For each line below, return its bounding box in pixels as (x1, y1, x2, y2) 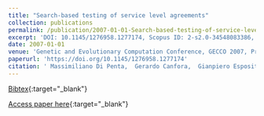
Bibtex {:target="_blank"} (8, 84, 88, 93)
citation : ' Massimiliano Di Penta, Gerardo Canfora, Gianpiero (8, 63, 230, 71)
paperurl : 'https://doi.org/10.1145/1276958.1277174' (8, 56, 189, 63)
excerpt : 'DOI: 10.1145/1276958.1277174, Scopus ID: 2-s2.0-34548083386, (8, 33, 255, 42)
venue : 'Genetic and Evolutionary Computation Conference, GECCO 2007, (8, 48, 247, 56)
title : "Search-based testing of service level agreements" (8, 11, 210, 20)
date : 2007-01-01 (8, 41, 65, 49)
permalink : (8, 26, 44, 34)
